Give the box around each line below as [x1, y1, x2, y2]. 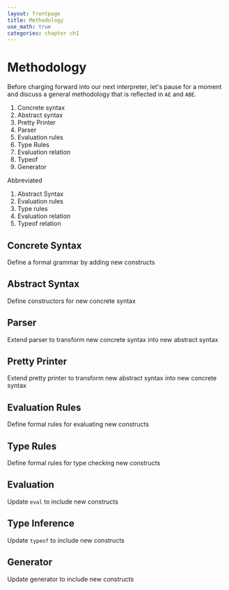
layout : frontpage [7, 10, 61, 17]
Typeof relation [17, 219, 61, 228]
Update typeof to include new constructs [7, 536, 125, 544]
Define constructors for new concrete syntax [7, 297, 136, 305]
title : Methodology [7, 17, 64, 24]
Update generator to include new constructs [7, 575, 134, 583]
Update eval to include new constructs [7, 497, 118, 506]
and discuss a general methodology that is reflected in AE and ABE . [7, 90, 197, 98]
